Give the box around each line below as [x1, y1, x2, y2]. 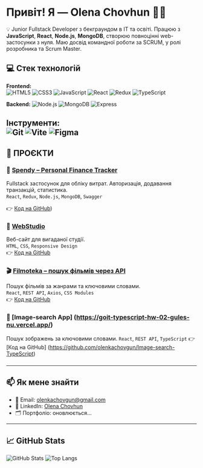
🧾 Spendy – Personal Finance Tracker [6, 166, 118, 175]
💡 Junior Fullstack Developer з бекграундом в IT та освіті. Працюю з [6, 25, 181, 33]
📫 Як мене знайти [6, 377, 79, 388]
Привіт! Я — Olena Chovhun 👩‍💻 [6, 5, 167, 19]
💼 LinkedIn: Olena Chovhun [14, 403, 83, 410]
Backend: [6, 100, 31, 107]
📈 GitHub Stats [6, 435, 65, 446]
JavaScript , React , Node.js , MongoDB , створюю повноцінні [6, 32, 159, 39]
